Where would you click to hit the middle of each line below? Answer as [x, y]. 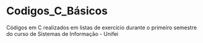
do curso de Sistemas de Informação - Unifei [62, 33]
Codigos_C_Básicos [57, 11]
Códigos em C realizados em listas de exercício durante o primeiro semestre [101, 27]
